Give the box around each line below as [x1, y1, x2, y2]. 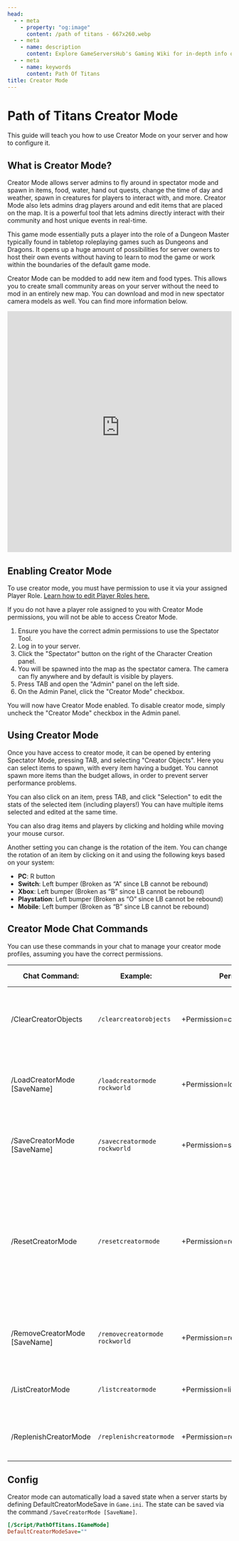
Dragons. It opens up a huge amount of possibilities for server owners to [7, 246, 221, 254]
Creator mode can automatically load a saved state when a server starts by [7, 1492, 228, 1501]
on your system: [7, 858, 55, 867]
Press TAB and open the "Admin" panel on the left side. [17, 679, 180, 688]
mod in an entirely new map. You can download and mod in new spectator [7, 290, 225, 298]
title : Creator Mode [7, 76, 69, 84]
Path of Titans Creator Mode [7, 108, 179, 123]
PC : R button [17, 871, 55, 880]
